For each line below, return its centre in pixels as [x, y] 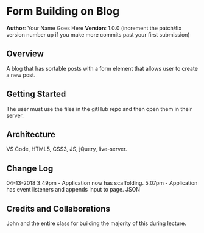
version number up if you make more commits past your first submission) [98, 34]
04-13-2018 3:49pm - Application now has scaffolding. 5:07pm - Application [102, 183]
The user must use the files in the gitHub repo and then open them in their [99, 109]
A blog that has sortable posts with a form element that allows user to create [102, 68]
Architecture [31, 134]
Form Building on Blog [63, 11]
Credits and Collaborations [58, 209]
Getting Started [36, 94]
